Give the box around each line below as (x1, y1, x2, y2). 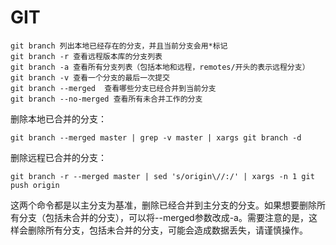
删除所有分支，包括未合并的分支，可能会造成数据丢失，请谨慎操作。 (27, 224, 308, 236)
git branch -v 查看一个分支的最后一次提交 (10, 72, 170, 83)
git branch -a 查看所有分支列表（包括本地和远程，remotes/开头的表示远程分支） (10, 62, 310, 72)
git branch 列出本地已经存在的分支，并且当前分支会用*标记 (10, 41, 228, 51)
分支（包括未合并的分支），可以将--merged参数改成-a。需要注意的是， (18, 211, 309, 223)
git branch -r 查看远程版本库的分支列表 (10, 51, 163, 61)
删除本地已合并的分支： (10, 112, 107, 125)
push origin (10, 180, 60, 190)
